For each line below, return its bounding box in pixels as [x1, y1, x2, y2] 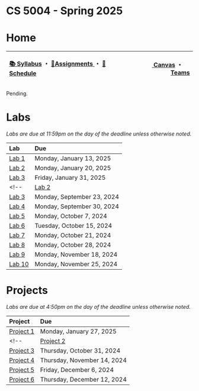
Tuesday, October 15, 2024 [34, 222, 113, 230]
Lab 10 [9, 260, 29, 269]
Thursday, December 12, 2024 [40, 376, 127, 383]
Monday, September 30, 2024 [34, 202, 120, 211]
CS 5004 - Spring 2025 [6, 4, 123, 18]
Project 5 [9, 366, 34, 374]
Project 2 [40, 337, 66, 345]
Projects [6, 284, 49, 297]
